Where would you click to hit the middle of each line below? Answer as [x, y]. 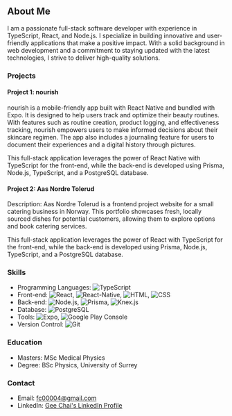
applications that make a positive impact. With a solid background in [128, 43]
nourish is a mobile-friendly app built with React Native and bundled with [111, 108]
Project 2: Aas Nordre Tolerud [51, 189]
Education [25, 342]
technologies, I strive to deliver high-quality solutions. [84, 58]
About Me [29, 11]
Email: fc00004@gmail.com [57, 398]
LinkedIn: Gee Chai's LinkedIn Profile [70, 406]
